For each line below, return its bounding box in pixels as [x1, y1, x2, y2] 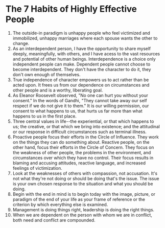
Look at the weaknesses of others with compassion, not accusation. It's [12, 170, 158, 176]
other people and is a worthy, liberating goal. [12, 87, 103, 93]
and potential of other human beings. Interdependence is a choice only [12, 56, 156, 62]
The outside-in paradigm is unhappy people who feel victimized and [12, 30, 150, 36]
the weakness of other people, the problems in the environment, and [12, 149, 151, 155]
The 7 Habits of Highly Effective [5, 3, 137, 15]
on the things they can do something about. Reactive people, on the [12, 139, 150, 145]
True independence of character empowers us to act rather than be [12, 77, 149, 83]
